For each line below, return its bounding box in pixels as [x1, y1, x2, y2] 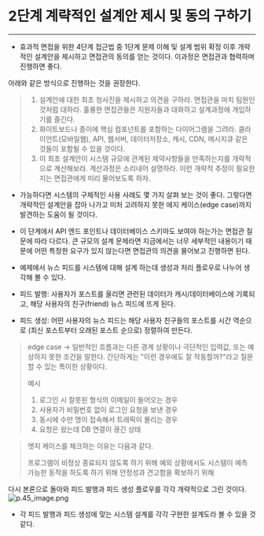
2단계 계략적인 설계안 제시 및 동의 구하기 [8, 7, 252, 25]
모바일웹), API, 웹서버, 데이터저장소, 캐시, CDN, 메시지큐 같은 [60, 134, 248, 144]
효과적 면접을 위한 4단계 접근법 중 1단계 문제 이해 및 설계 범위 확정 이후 [19, 42, 236, 51]
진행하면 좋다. [19, 61, 63, 71]
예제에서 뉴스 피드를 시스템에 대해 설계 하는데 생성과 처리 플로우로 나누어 [19, 262, 242, 272]
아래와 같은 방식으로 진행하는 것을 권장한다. [8, 78, 141, 87]
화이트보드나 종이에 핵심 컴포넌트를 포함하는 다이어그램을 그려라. [38, 124, 237, 133]
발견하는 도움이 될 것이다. [19, 210, 98, 219]
